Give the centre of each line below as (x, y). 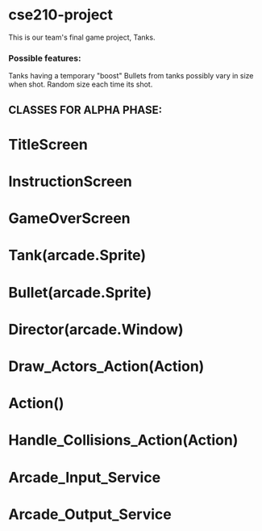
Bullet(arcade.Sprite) (80, 292)
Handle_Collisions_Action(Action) (123, 440)
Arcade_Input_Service (85, 477)
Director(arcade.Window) (96, 329)
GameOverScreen (69, 219)
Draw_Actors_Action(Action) (106, 366)
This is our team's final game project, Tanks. (82, 37)
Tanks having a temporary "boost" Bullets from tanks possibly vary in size (131, 76)
